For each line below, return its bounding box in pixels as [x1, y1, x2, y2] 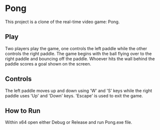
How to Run [5, 106, 41, 115]
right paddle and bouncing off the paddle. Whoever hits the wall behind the [5, 56, 155, 62]
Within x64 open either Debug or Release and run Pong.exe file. [5, 119, 132, 125]
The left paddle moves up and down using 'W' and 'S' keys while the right [5, 88, 152, 93]
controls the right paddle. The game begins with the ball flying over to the [5, 51, 152, 56]
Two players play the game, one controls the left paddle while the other [5, 45, 147, 51]
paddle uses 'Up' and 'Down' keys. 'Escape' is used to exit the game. [5, 92, 143, 99]
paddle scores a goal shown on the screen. [5, 61, 91, 66]
